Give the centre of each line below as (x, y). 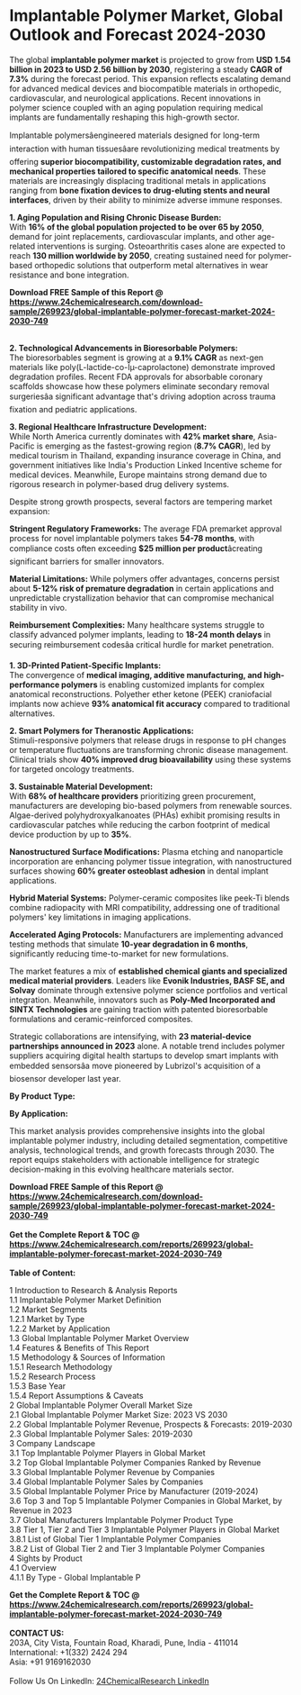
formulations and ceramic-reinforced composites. (101, 1019)
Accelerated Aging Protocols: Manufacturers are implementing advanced (146, 934)
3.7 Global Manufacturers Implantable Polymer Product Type (121, 1519)
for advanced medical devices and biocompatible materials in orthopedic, (146, 88)
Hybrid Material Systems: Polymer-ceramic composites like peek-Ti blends (150, 898)
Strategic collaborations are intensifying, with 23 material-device (130, 1036)
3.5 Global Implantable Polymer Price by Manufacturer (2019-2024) (134, 1491)
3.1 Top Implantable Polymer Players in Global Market (107, 1453)
